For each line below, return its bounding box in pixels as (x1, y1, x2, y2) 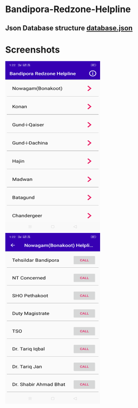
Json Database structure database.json (5, 24, 133, 32)
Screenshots (5, 44, 60, 55)
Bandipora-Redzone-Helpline (5, 4, 131, 15)
